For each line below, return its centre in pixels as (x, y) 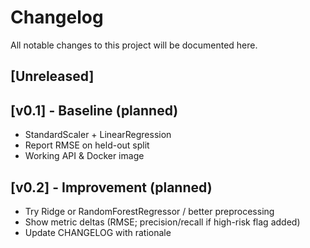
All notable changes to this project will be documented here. (134, 45)
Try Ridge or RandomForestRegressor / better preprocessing (149, 211)
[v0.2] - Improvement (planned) (111, 187)
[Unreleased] (52, 76)
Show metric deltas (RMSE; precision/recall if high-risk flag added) (162, 222)
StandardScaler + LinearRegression (98, 135)
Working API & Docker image (84, 156)
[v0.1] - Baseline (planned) (94, 110)
